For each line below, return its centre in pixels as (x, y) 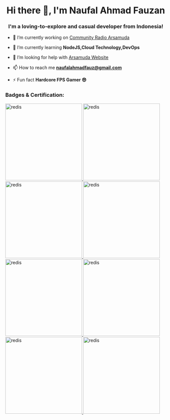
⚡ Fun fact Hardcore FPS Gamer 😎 (50, 80)
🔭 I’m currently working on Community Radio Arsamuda (71, 37)
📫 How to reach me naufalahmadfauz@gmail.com (67, 68)
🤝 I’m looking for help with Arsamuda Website (60, 57)
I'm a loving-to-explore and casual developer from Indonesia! (86, 27)
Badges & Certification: (35, 95)
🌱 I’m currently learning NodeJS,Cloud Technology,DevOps (76, 48)
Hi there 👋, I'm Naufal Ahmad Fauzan (86, 10)
